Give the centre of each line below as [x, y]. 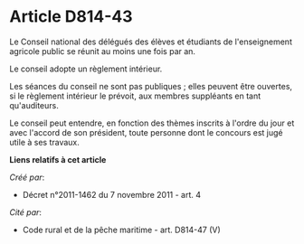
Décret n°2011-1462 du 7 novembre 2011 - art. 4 [112, 194]
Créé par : [27, 177]
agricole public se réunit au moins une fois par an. [103, 51]
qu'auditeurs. [34, 105]
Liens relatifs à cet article [58, 159]
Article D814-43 [71, 17]
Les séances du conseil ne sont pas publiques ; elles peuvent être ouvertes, [151, 86]
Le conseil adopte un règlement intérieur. [86, 69]
